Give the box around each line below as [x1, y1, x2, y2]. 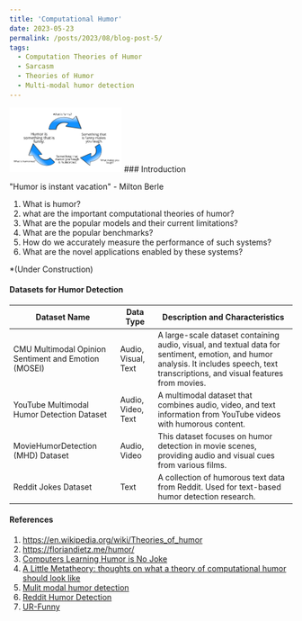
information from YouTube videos [157, 409, 281, 419]
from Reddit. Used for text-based [157, 481, 281, 492]
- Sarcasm [17, 62, 54, 71]
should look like [22, 572, 81, 583]
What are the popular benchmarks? [22, 227, 154, 238]
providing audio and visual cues [157, 450, 276, 461]
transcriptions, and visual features [157, 367, 284, 378]
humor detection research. [157, 491, 256, 502]
